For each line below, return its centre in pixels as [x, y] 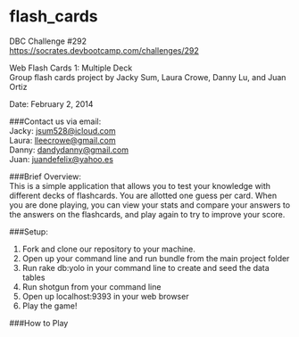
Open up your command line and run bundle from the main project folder [156, 258]
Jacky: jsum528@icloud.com [62, 130]
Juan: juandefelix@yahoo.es [62, 159]
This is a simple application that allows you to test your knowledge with [140, 185]
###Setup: [29, 231]
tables [33, 277]
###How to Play [39, 323]
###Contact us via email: [55, 121]
